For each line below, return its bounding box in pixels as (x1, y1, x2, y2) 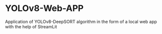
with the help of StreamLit (5, 23, 57, 29)
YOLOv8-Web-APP (5, 3, 84, 14)
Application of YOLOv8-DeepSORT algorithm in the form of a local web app (5, 19, 158, 24)
